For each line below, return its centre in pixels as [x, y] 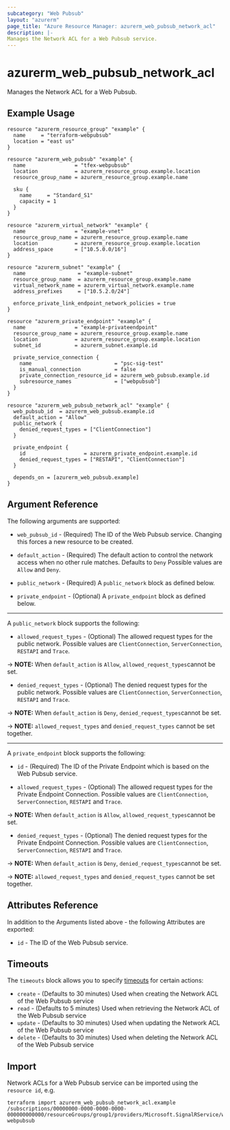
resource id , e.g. [31, 1090]
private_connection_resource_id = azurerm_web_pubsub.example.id [115, 375]
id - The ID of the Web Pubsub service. [73, 942]
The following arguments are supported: [64, 521]
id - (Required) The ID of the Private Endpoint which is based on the [113, 766]
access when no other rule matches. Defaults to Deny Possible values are [119, 562]
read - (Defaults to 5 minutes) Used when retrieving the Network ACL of [118, 1009]
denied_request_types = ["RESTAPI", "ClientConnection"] [102, 459]
